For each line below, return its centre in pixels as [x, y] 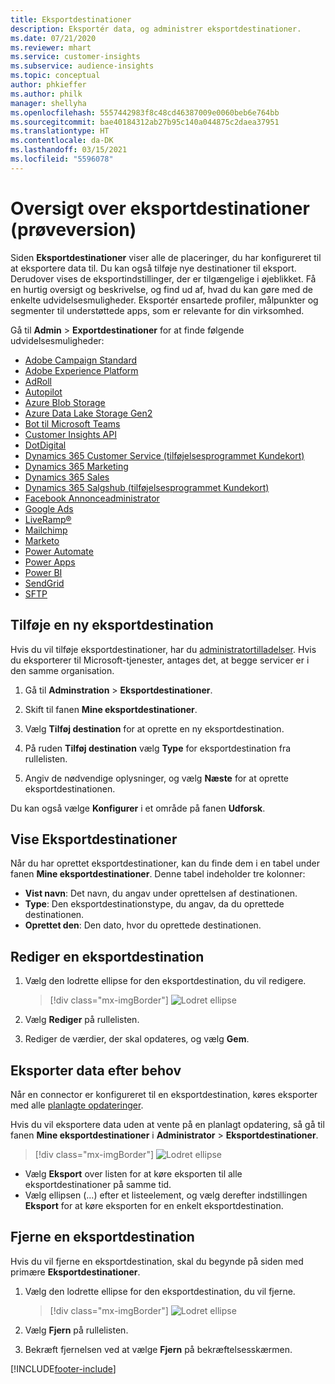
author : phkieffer [48, 85]
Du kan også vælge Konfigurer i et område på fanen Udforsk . [138, 808]
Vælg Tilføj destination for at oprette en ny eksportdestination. [154, 728]
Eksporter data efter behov [96, 1070]
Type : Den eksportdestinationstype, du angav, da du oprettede [154, 904]
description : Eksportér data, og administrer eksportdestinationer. [156, 29]
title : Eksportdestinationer [71, 19]
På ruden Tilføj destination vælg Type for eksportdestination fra [158, 748]
